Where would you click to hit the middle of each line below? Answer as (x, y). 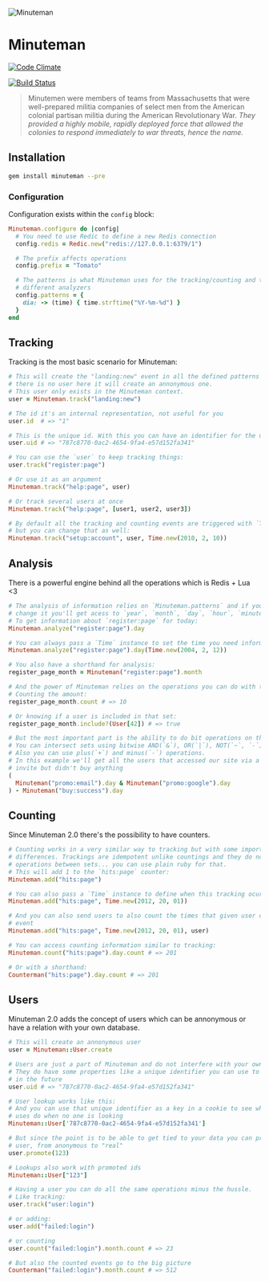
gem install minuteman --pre (57, 176)
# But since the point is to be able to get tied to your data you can (130, 1138)
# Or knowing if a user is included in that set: (93, 716)
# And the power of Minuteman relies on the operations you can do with (132, 687)
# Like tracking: (37, 1197)
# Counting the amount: (48, 694)
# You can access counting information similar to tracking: (112, 945)
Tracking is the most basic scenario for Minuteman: (93, 362)
